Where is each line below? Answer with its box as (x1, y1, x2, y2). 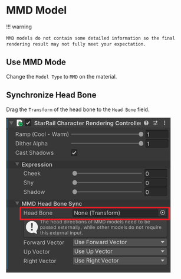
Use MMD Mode (6, 57, 67, 67)
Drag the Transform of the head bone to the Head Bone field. (6, 106, 150, 113)
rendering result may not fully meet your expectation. (6, 41, 146, 47)
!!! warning (6, 23, 32, 30)
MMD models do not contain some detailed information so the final (6, 35, 176, 41)
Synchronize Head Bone (6, 90, 97, 100)
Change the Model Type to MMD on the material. (6, 73, 117, 80)
